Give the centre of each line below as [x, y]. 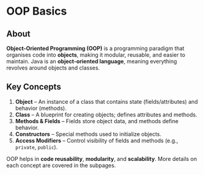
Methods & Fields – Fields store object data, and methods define [97, 121]
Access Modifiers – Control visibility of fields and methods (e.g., [97, 140]
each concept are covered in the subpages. [61, 165]
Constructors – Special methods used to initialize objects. [88, 134]
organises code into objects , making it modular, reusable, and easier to [96, 55]
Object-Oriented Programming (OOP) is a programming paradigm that [95, 48]
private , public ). [36, 147]
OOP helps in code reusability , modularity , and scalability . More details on [102, 159]
